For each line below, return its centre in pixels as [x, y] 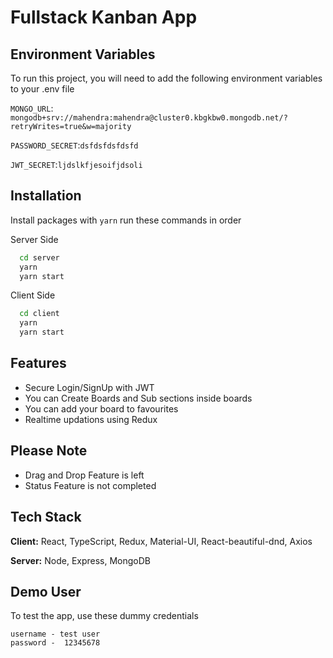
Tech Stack [46, 517]
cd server [39, 257]
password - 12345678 [55, 643]
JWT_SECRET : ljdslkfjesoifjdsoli [76, 164]
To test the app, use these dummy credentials [104, 616]
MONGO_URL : [32, 108]
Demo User [46, 591]
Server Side [34, 239]
